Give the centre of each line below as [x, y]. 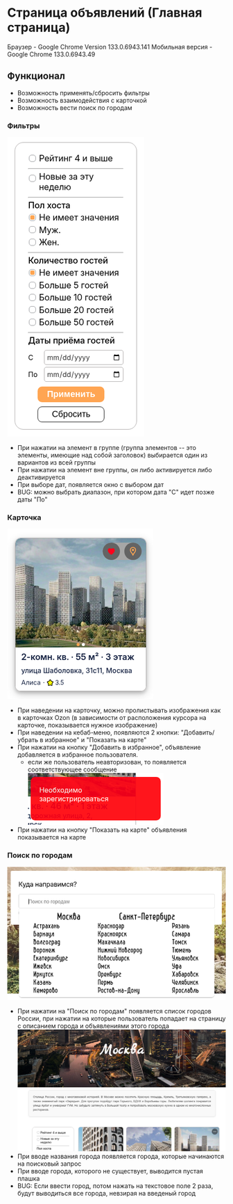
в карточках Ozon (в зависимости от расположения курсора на [112, 718]
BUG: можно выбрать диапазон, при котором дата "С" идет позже [116, 492]
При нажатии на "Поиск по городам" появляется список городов [114, 1011]
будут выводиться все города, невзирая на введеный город [106, 1193]
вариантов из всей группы [56, 463]
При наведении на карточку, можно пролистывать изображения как [119, 710]
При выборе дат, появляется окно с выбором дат [90, 485]
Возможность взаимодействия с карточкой [82, 100]
